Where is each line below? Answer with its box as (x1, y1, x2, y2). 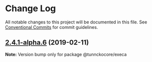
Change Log (5, 3, 56, 14)
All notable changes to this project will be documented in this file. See (5, 19, 148, 25)
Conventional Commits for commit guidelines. (5, 24, 98, 30)
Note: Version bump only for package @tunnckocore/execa (5, 51, 127, 57)
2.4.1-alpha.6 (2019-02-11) (5, 39, 89, 47)
